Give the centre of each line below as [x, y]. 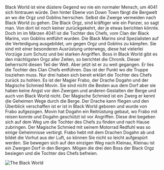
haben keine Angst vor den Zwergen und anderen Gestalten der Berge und [81, 91]
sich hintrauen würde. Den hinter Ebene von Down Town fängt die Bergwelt [81, 12]
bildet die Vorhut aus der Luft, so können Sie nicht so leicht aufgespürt [77, 138]
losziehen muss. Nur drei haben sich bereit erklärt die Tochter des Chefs [79, 75]
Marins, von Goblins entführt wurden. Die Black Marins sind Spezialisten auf [82, 38]
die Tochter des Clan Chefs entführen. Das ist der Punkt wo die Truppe [77, 70]
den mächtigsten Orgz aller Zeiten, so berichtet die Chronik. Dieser [73, 59]
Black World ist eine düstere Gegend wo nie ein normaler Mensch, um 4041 [81, 7]
